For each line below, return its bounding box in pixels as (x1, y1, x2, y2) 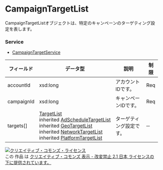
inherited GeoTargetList (39, 123, 93, 129)
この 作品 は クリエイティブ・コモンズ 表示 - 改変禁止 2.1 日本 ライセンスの (5, 154, 154, 159)
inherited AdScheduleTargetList (39, 116, 111, 123)
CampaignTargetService (12, 49, 61, 55)
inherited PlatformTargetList (39, 135, 103, 141)
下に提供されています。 (5, 160, 52, 166)
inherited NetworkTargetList (39, 128, 103, 135)
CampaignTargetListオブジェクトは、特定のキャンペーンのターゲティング (5, 20, 151, 26)
